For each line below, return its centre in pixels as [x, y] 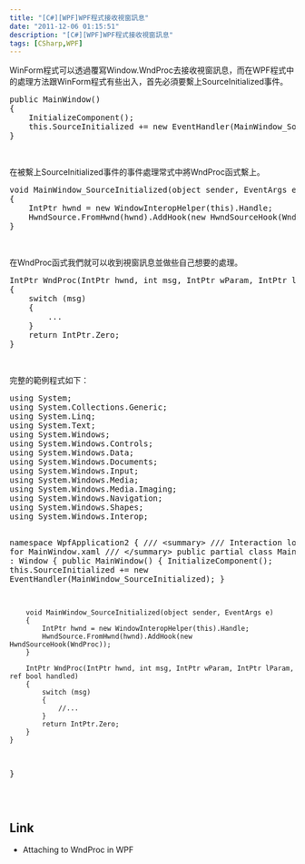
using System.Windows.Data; [72, 453]
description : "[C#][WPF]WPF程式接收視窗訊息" [92, 35]
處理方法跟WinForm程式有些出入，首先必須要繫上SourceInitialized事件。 [152, 82]
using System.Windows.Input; [74, 471]
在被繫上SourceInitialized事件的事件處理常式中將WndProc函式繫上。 [137, 172]
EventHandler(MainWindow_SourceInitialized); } [117, 579]
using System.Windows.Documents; [84, 462]
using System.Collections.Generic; [89, 407]
